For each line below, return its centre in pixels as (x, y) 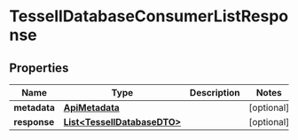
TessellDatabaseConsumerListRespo (149, 16)
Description (215, 93)
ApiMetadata (91, 108)
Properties (39, 68)
